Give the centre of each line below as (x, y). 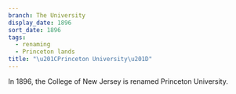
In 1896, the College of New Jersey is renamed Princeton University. (118, 81)
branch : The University (47, 15)
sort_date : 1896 (34, 30)
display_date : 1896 (40, 23)
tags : (17, 37)
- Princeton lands (45, 52)
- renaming (33, 45)
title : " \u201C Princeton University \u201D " (80, 60)
